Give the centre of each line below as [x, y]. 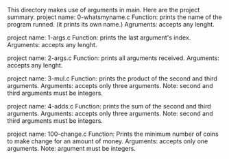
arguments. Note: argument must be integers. [71, 148]
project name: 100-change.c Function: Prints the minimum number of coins [113, 134]
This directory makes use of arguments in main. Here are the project [104, 10]
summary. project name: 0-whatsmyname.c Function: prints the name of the [114, 17]
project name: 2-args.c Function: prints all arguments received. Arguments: [113, 58]
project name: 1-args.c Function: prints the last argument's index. [99, 38]
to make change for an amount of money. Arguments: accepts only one [108, 141]
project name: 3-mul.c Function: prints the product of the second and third [112, 78]
